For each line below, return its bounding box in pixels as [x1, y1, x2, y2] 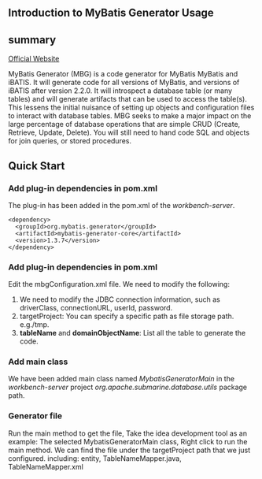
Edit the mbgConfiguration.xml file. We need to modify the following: [8, 280, 231, 289]
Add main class [8, 356, 68, 367]
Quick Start [8, 159, 65, 173]
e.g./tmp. [19, 320, 50, 329]
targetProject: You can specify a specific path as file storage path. [19, 311, 234, 321]
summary [8, 33, 57, 46]
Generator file [8, 410, 63, 421]
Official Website [8, 54, 60, 64]
